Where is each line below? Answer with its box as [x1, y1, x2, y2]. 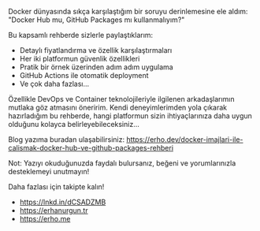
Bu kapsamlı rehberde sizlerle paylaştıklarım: [8, 31, 154, 39]
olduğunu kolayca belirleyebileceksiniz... [8, 120, 139, 129]
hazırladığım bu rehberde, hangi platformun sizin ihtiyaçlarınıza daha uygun [8, 111, 252, 121]
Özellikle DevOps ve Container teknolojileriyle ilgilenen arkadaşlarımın [8, 95, 235, 103]
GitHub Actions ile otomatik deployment [19, 71, 149, 80]
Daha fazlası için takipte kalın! [8, 182, 105, 192]
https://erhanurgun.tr [19, 206, 88, 215]
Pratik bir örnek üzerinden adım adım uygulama [19, 62, 173, 72]
